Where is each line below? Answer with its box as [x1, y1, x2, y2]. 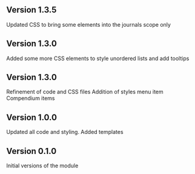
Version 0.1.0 [6, 146, 57, 156]
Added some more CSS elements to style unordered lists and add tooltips [6, 55, 190, 62]
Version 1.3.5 [6, 5, 57, 15]
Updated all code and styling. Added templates [6, 129, 124, 136]
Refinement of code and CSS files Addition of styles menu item [6, 88, 164, 96]
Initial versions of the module [6, 162, 79, 169]
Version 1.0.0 [6, 112, 58, 122]
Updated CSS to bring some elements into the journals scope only [6, 21, 171, 28]
